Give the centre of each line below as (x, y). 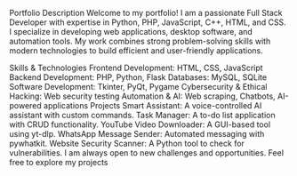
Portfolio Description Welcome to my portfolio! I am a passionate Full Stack (146, 13)
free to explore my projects (59, 162)
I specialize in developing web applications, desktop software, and (131, 32)
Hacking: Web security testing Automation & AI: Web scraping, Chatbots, (142, 96)
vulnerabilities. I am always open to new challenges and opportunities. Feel (147, 153)
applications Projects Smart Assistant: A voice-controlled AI (153, 105)
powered (25, 105)
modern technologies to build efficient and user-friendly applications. (136, 51)
